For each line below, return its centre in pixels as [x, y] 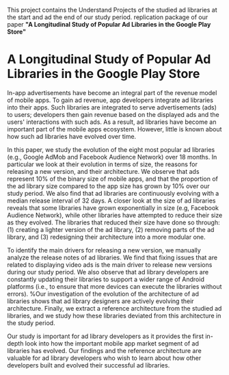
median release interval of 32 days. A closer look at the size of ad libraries [111, 201]
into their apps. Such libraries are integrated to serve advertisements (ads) [112, 107]
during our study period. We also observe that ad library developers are [108, 272]
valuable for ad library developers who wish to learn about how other [104, 358]
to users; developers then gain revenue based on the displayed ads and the [113, 114]
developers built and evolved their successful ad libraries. [89, 365]
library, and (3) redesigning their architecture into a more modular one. [107, 237]
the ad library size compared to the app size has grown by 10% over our [108, 186]
